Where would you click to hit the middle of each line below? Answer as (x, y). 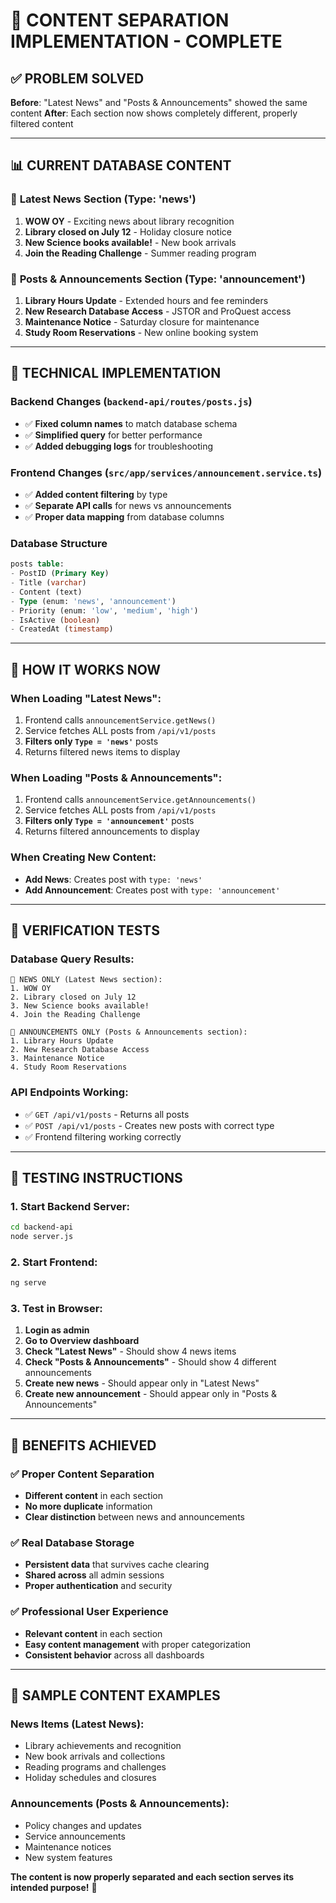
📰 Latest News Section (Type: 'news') (103, 199)
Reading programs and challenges (95, 1767)
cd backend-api (42, 1227)
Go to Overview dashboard (82, 1341)
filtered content (42, 123)
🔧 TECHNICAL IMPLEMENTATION (116, 373)
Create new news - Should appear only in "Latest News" (142, 1383)
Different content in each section (93, 1496)
